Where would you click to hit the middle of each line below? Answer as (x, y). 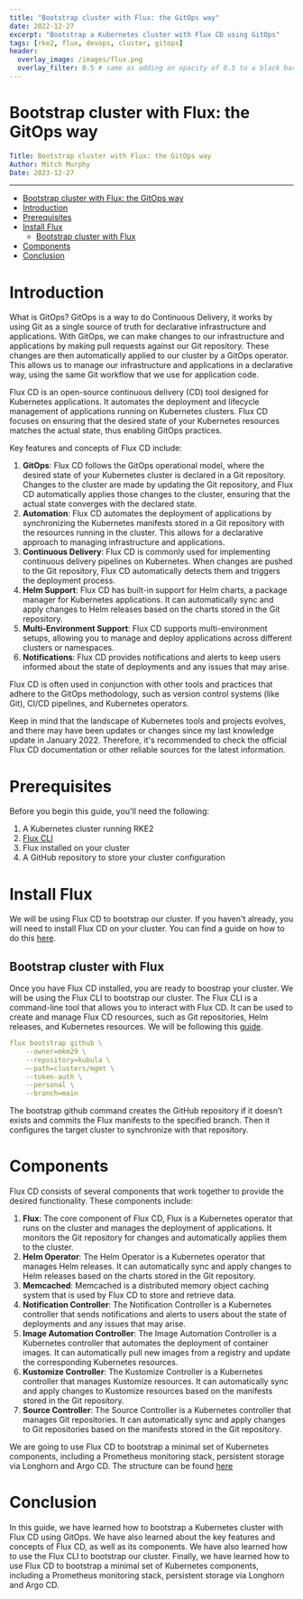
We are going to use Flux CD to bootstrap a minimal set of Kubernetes (139, 1447)
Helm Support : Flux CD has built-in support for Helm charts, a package (155, 590)
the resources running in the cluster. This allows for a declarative (143, 532)
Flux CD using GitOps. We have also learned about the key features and (142, 1537)
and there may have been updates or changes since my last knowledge (142, 731)
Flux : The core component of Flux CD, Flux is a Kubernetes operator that (157, 1218)
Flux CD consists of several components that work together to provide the (147, 1191)
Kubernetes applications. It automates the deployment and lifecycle (134, 402)
